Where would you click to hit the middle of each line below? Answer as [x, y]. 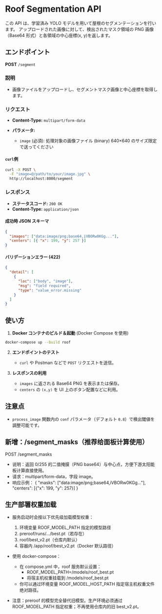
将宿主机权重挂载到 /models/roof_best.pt [68, 578]
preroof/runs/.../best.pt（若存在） [53, 534]
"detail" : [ [22, 272]
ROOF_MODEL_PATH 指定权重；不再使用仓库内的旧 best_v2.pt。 [77, 607]
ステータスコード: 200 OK [37, 204]
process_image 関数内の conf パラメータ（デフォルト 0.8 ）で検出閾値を [83, 419]
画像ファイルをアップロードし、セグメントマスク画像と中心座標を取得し [85, 89]
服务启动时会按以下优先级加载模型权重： [53, 517]
